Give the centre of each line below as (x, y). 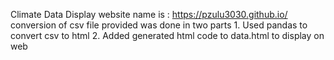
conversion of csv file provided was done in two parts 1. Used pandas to (159, 25)
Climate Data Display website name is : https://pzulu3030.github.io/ (149, 14)
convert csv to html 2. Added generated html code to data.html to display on (167, 35)
